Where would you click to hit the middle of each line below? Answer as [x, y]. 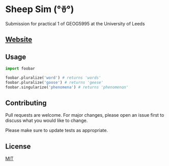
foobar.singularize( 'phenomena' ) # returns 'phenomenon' [67, 87]
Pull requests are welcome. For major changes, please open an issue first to [85, 115]
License [18, 146]
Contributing [26, 103]
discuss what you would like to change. [47, 121]
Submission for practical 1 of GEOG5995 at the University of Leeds [75, 23]
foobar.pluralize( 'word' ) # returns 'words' [53, 78]
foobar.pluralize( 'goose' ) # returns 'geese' [54, 82]
